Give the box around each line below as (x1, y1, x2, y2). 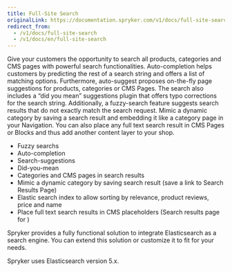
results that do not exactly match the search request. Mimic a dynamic (7, 107, 208, 115)
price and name (17, 201, 62, 209)
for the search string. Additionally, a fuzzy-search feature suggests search (7, 99, 219, 107)
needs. (7, 244, 27, 252)
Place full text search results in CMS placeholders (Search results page (17, 208, 220, 217)
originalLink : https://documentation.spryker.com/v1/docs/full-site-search (7, 17, 230, 24)
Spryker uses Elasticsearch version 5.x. (7, 257, 119, 265)
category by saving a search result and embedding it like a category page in (7, 114, 224, 122)
